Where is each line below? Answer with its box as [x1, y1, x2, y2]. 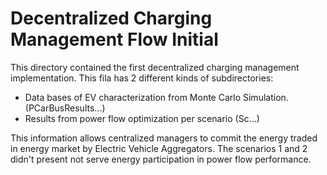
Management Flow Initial [10, 28, 219, 51]
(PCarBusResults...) [24, 102, 106, 114]
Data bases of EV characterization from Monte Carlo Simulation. [24, 91, 289, 103]
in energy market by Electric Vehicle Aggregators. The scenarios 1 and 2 [10, 142, 308, 154]
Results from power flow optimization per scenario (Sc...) [24, 112, 260, 124]
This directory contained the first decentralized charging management [10, 61, 300, 73]
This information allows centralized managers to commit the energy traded [10, 132, 318, 144]
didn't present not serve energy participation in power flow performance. [10, 153, 312, 165]
